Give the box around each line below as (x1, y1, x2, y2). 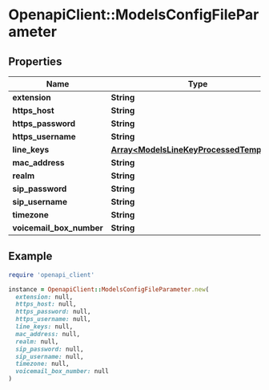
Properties (8, 55, 62, 68)
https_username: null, (15, 315, 91, 323)
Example (8, 250, 53, 263)
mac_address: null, (15, 330, 81, 338)
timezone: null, (15, 360, 70, 368)
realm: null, (15, 337, 59, 346)
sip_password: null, (15, 345, 84, 353)
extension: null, (15, 293, 74, 301)
